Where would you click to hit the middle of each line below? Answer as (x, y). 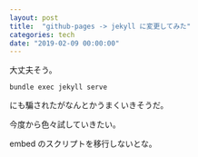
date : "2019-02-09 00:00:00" (64, 43)
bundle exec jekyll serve (58, 87)
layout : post (34, 18)
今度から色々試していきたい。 (65, 124)
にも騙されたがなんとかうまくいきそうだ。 (89, 105)
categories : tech (42, 34)
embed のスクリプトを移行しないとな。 (83, 144)
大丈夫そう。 (33, 70)
